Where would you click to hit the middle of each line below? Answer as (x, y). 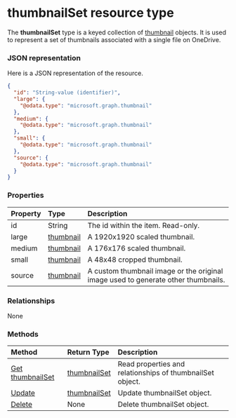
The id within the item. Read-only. (144, 225)
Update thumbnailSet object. (165, 393)
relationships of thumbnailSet (166, 373)
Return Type (88, 352)
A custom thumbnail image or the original (155, 271)
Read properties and (151, 364)
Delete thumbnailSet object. (163, 405)
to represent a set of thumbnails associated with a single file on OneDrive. (114, 39)
